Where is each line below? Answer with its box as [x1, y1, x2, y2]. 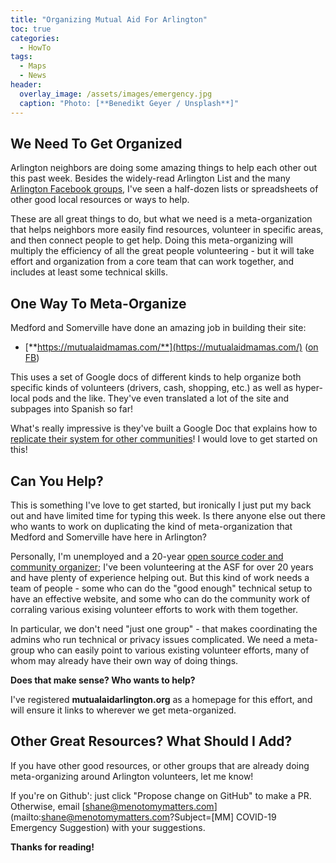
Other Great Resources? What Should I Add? [10, 733, 293, 750]
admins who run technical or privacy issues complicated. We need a [10, 633, 292, 645]
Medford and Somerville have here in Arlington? [10, 531, 208, 543]
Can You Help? [10, 472, 104, 490]
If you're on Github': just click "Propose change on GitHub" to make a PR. [10, 789, 312, 801]
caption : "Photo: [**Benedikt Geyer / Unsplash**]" [19, 98, 240, 108]
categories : [10, 33, 60, 43]
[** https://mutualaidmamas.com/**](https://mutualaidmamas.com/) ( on [24, 341, 319, 353]
